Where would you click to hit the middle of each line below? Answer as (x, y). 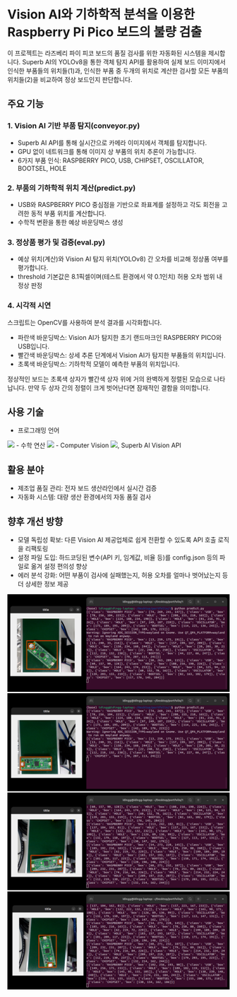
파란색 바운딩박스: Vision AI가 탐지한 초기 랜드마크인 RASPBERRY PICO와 (120, 337)
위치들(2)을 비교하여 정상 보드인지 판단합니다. (70, 79)
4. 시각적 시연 (29, 306)
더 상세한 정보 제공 (43, 584)
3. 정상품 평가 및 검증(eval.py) (56, 242)
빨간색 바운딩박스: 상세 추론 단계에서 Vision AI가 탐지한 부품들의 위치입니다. (121, 355)
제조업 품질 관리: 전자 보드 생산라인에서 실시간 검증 (87, 488)
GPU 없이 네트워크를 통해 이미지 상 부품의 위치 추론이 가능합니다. (107, 151)
